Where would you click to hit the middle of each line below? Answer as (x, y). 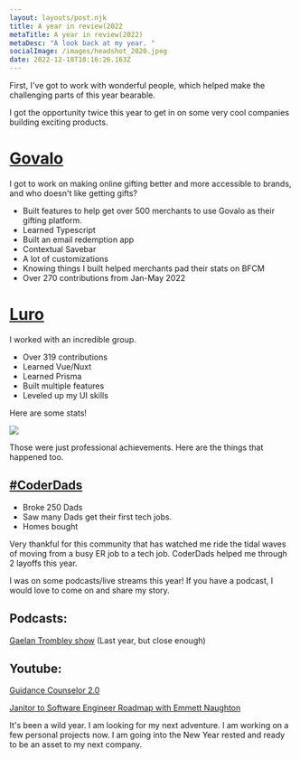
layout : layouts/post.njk (58, 18)
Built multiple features (63, 386)
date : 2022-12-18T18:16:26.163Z (70, 60)
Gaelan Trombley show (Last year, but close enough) (108, 640)
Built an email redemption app (78, 239)
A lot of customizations (65, 258)
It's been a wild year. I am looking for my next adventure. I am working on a (149, 726)
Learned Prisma (52, 376)
